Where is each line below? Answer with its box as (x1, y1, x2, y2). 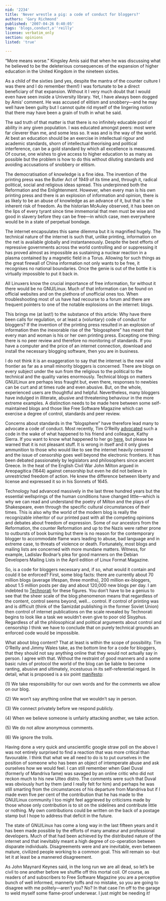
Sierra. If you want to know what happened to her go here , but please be (5, 436, 154, 442)
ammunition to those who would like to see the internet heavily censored (5, 446, 154, 453)
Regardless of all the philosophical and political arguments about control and (5, 619, 162, 625)
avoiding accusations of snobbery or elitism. (5, 161, 96, 167)
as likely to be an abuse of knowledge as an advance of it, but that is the (5, 198, 153, 203)
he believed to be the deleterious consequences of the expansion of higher (5, 63, 159, 69)
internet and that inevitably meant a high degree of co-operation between (5, 838, 156, 844)
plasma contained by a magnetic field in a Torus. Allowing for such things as (5, 255, 161, 261)
